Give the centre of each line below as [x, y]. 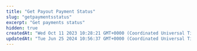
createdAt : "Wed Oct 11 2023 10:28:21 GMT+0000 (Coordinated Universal [95, 33]
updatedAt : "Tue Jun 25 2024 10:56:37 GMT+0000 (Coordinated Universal [95, 39]
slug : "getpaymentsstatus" [39, 17]
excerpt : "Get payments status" [45, 22]
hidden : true [22, 28]
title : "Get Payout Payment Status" [51, 11]
